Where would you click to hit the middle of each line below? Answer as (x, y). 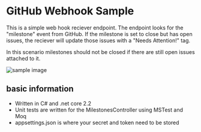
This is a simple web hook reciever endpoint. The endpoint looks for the (95, 28)
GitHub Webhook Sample (70, 11)
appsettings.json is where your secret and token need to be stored (97, 122)
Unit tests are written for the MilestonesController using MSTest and (99, 110)
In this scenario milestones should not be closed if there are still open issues (100, 52)
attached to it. (23, 58)
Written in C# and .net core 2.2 (53, 103)
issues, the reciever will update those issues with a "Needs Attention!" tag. (98, 40)
